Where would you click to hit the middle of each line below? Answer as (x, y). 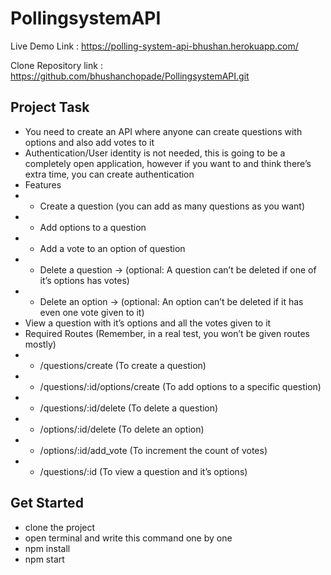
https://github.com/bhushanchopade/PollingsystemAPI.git (130, 76)
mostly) (40, 344)
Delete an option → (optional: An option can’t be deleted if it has (171, 301)
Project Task (50, 107)
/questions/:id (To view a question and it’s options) (143, 471)
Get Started (47, 503)
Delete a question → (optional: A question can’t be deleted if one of (178, 269)
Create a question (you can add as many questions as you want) (172, 206)
